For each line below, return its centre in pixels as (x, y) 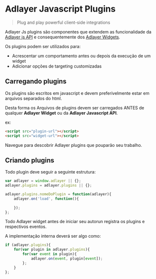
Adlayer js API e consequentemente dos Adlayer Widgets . (62, 37)
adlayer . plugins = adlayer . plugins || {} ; (48, 186)
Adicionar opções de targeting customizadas (57, 66)
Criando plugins (30, 160)
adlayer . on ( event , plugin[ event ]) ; (67, 259)
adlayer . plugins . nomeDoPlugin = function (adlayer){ (58, 194)
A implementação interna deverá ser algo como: (53, 236)
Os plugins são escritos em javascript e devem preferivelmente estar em (77, 93)
